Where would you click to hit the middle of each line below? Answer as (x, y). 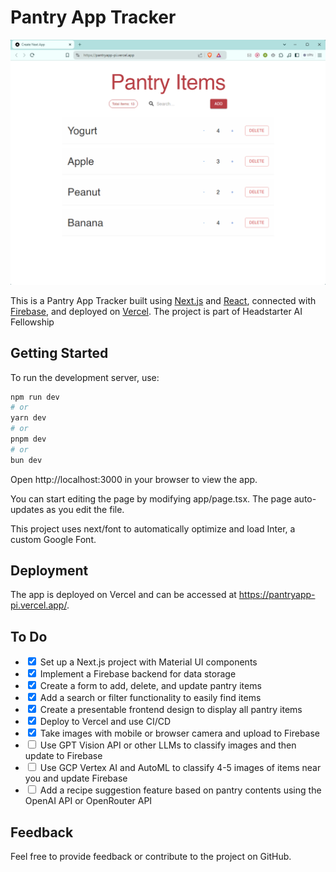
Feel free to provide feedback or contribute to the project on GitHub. (151, 857)
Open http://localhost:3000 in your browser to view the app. (134, 479)
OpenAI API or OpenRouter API (88, 801)
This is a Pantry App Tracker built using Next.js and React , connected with (163, 300)
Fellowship (32, 322)
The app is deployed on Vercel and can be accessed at (123, 595)
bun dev (26, 460)
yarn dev (28, 418)
